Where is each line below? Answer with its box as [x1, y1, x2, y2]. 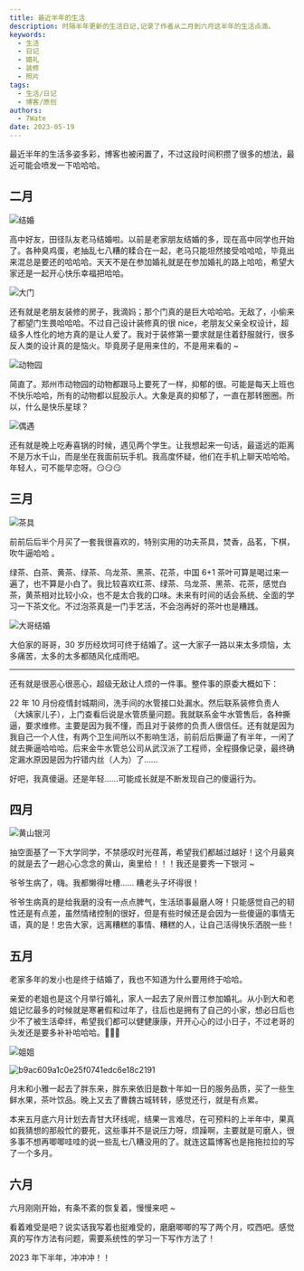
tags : [9, 81, 30, 90]
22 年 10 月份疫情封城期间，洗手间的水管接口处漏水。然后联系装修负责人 [9, 697, 280, 708]
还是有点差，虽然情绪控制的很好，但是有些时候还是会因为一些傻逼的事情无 [16, 908, 295, 919]
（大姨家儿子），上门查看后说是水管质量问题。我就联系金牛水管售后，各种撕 [9, 708, 291, 719]
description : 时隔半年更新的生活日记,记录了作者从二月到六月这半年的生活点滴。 [9, 22, 275, 31]
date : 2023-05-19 [9, 123, 75, 132]
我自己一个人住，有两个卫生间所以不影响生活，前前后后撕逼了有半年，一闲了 [9, 731, 295, 742]
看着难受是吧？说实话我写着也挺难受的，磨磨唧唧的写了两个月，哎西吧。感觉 [9, 1222, 295, 1233]
